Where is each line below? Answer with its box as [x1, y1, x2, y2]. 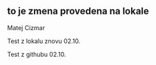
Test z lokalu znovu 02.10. [7, 37, 81, 45]
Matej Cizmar [7, 23, 46, 31]
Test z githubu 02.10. [7, 50, 66, 58]
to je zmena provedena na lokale [7, 5, 150, 17]
